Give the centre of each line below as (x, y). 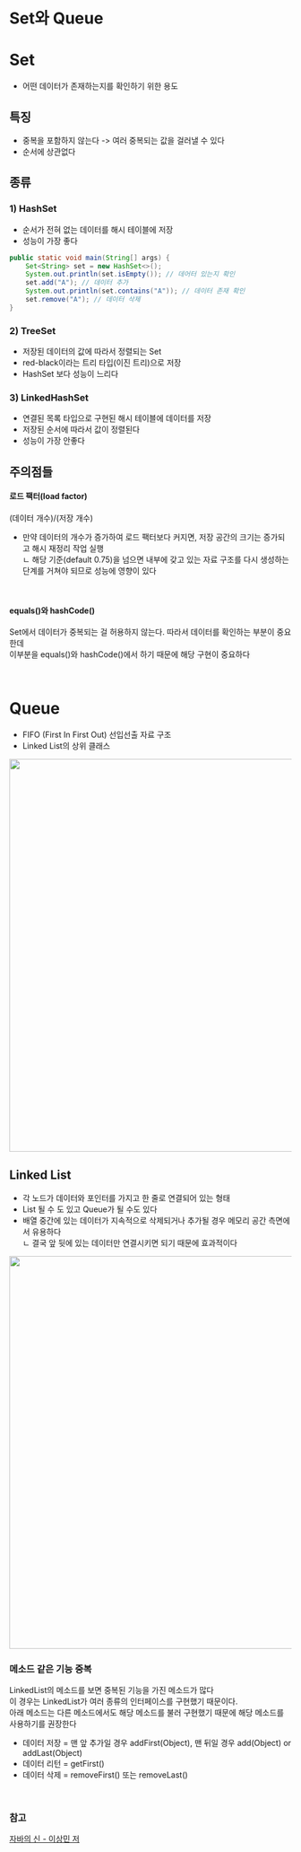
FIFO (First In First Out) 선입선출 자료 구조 (97, 735)
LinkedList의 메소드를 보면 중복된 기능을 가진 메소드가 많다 (112, 1690)
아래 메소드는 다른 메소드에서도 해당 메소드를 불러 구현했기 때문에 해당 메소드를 (147, 1713)
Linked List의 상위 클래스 (66, 746)
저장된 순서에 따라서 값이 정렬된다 (81, 430)
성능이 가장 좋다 (50, 241)
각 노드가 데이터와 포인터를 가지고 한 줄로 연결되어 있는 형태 (126, 1198)
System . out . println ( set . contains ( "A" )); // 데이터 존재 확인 (135, 291)
